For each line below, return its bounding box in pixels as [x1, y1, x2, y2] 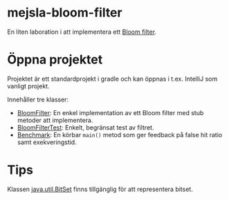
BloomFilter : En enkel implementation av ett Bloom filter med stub [17, 108, 204, 117]
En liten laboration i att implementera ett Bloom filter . [7, 28, 157, 36]
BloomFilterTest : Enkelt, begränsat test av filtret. [17, 123, 154, 132]
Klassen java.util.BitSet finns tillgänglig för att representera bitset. [7, 185, 194, 193]
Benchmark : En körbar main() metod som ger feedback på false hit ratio [17, 130, 223, 139]
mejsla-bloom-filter [7, 5, 122, 21]
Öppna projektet [7, 52, 103, 68]
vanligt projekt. [7, 81, 50, 90]
